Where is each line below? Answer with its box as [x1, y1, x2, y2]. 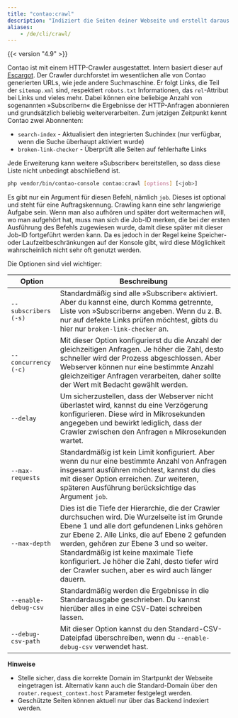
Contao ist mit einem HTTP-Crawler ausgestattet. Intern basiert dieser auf [7, 63, 223, 72]
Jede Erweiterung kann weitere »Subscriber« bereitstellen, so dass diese [7, 159, 221, 168]
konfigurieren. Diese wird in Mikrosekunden [59, 409, 205, 419]
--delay [11, 415, 37, 423]
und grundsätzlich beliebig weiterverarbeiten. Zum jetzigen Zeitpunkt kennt [7, 109, 227, 117]
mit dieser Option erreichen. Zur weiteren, [59, 474, 199, 484]
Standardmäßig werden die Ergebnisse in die [59, 586, 210, 596]
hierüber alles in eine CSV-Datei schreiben [59, 604, 203, 614]
